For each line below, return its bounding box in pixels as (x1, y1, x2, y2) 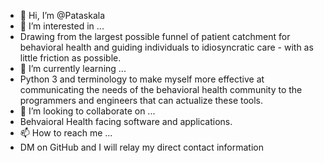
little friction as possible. (19, 52, 122, 64)
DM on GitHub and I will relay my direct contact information (19, 141, 264, 153)
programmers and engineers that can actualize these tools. (19, 95, 264, 106)
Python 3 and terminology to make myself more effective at (19, 73, 265, 85)
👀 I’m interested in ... (19, 20, 105, 32)
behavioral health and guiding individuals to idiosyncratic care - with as (19, 41, 314, 53)
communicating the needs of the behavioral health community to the (19, 84, 303, 95)
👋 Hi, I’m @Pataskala (19, 10, 106, 21)
